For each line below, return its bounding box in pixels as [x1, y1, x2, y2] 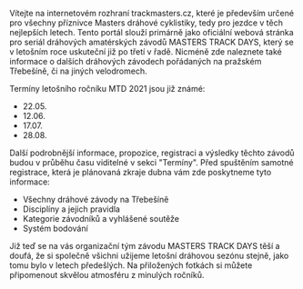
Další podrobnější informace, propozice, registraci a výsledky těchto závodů [9, 147, 295, 158]
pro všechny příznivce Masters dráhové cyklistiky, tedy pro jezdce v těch [9, 17, 284, 28]
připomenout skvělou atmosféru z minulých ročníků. [9, 270, 205, 280]
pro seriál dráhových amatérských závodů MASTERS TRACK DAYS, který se [9, 36, 294, 47]
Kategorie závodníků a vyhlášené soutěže [22, 214, 180, 224]
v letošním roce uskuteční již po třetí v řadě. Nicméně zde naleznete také [9, 46, 282, 57]
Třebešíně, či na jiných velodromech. [9, 65, 147, 76]
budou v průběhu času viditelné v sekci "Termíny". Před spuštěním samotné [9, 157, 294, 167]
